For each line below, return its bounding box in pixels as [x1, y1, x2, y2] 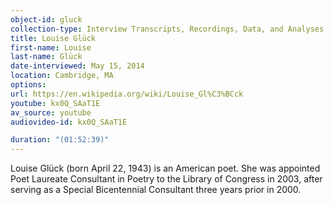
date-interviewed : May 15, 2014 [10, 61, 145, 71]
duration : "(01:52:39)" [10, 135, 110, 145]
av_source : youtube [10, 107, 92, 118]
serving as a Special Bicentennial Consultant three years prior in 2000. [10, 184, 302, 196]
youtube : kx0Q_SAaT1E [10, 98, 101, 108]
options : [10, 80, 47, 90]
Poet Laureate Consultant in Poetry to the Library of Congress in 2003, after [10, 173, 323, 185]
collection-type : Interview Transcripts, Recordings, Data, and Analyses [10, 24, 325, 34]
